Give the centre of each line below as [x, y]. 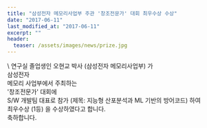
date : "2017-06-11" [35, 20]
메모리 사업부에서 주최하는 [42, 83]
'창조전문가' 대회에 [32, 92]
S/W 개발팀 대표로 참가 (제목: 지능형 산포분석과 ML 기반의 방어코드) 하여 [104, 100]
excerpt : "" [24, 33]
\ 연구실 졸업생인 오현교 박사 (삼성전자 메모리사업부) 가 [80, 66]
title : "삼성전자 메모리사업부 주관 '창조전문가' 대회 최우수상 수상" [92, 13]
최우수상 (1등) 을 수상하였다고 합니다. [56, 109]
